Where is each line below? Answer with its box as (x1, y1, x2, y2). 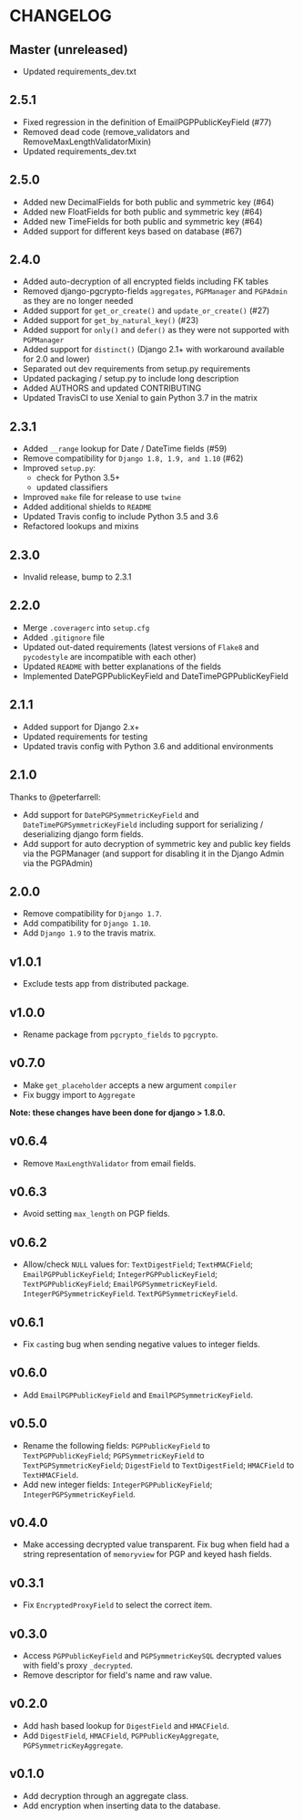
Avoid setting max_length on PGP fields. (22, 1208, 170, 1219)
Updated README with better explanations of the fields (22, 661, 221, 672)
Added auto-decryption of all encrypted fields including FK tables (22, 276, 269, 288)
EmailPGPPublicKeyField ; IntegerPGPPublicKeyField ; (22, 1269, 218, 1280)
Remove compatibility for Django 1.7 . (22, 908, 162, 919)
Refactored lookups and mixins (22, 521, 139, 532)
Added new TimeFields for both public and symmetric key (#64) (22, 215, 263, 226)
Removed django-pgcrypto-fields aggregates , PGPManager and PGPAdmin (22, 286, 288, 297)
